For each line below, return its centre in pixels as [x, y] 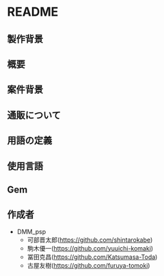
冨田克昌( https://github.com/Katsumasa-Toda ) [92, 257]
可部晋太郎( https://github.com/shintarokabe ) [90, 240]
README [33, 12]
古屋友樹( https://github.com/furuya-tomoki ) [88, 265]
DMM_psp [31, 231]
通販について [34, 115]
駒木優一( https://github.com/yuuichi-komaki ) [90, 248]
